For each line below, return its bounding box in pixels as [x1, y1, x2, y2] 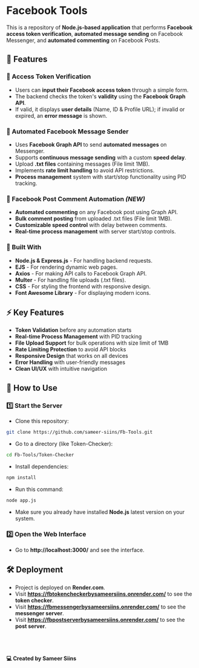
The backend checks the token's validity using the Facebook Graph [15, 92, 186, 100]
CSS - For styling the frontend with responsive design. [15, 283, 151, 290]
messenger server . [15, 609, 65, 616]
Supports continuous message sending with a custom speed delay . [15, 154, 186, 161]
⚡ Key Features [6, 307, 65, 317]
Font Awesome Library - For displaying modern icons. [15, 289, 151, 296]
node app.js [6, 497, 36, 504]
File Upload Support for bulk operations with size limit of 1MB [15, 339, 169, 346]
